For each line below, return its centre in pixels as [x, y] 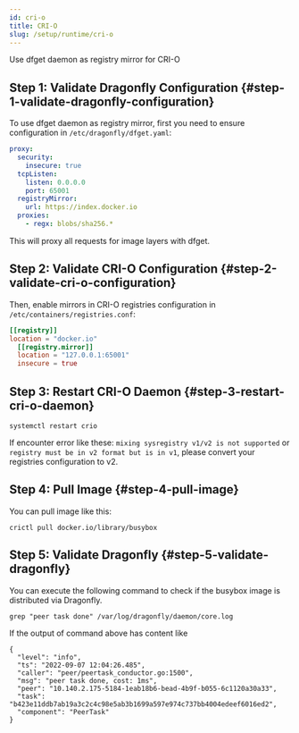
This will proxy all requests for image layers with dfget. [110, 240]
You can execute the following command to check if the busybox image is [145, 590]
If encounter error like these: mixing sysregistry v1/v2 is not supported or [149, 442]
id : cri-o [28, 17]
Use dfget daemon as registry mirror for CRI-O [95, 60]
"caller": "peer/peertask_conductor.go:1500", [105, 673]
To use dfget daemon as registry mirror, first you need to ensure [127, 123]
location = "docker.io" [54, 339]
